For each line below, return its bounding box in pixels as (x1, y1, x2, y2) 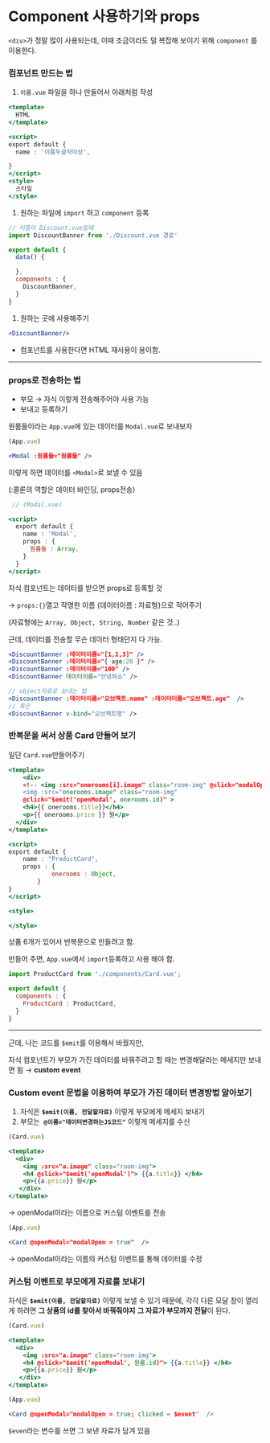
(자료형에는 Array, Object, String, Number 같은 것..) (8, 617, 180, 627)
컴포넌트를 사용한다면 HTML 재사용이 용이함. (19, 345, 161, 355)
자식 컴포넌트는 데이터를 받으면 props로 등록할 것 (8, 583, 163, 592)
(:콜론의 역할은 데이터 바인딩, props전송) (8, 484, 136, 494)
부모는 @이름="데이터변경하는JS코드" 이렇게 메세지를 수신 (19, 1117, 190, 1126)
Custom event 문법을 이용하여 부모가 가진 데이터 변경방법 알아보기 (8, 1087, 252, 1098)
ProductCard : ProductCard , (22, 1000, 117, 1008)
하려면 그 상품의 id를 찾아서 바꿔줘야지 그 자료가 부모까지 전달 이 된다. (16, 1306, 231, 1315)
